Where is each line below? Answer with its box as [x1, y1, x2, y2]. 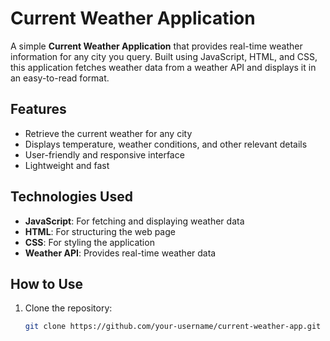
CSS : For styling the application [24, 236, 155, 248]
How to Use [10, 275, 84, 292]
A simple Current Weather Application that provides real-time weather [10, 40, 303, 52]
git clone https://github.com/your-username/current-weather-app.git [24, 322, 322, 332]
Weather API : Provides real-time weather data [24, 247, 217, 259]
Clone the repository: [24, 302, 113, 314]
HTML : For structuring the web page [24, 225, 176, 237]
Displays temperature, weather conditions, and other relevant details [24, 138, 308, 150]
